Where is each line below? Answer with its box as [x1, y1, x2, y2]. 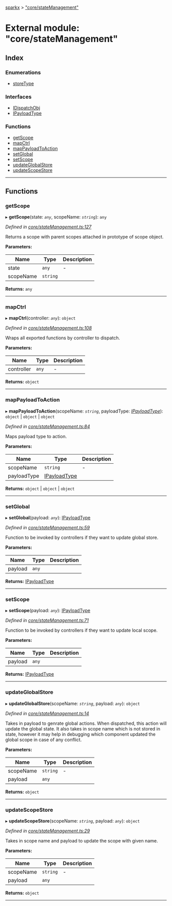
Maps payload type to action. [5, 433, 67, 439]
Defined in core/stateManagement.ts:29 [5, 828, 90, 834]
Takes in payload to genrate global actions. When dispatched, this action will [5, 720, 167, 726]
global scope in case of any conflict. [5, 737, 82, 743]
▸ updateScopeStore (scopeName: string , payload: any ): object [5, 817, 140, 824]
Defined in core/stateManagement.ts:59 [5, 525, 90, 531]
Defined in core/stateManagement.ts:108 [5, 325, 92, 331]
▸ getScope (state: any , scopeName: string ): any [5, 214, 107, 220]
